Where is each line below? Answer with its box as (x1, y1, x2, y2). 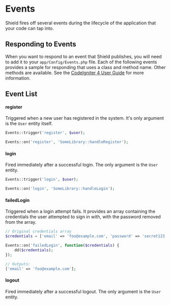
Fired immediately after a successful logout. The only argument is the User (5, 288, 161, 294)
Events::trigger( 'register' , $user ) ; (5, 130, 85, 135)
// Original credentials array (5, 229, 72, 234)
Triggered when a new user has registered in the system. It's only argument (5, 115, 164, 121)
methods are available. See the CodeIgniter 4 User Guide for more (5, 70, 144, 76)
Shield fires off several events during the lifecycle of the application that (5, 20, 156, 26)
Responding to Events (5, 40, 76, 49)
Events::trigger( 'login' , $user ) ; (5, 177, 79, 182)
